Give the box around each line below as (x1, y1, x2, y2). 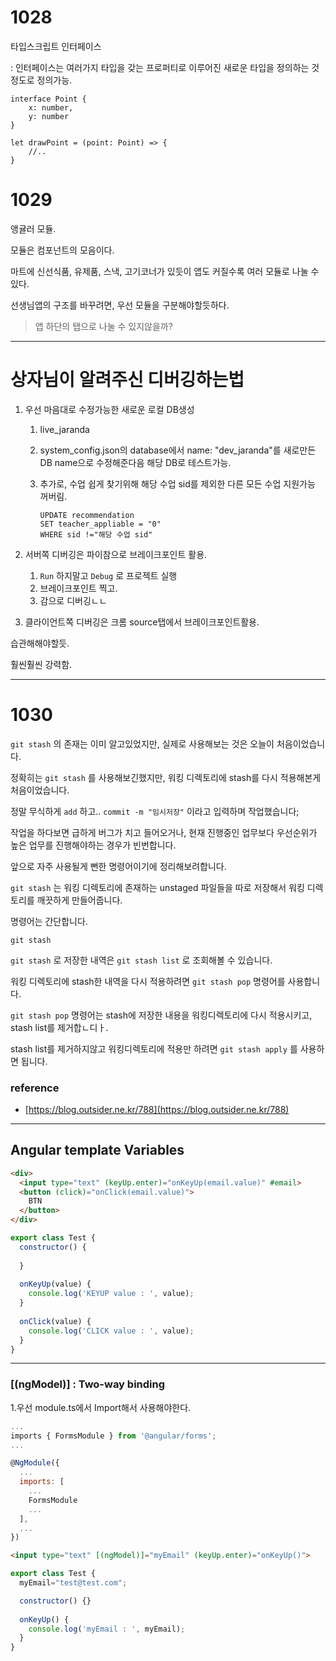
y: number (28, 111, 70, 121)
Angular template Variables (10, 1142, 185, 1159)
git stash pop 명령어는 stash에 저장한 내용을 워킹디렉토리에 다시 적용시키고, (10, 1009, 313, 1021)
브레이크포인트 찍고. (39, 582, 118, 594)
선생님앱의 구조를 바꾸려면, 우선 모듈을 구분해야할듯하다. (10, 299, 230, 311)
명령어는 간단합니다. (10, 915, 88, 927)
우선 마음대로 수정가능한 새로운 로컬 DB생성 (24, 403, 195, 415)
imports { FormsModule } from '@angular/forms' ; (10, 1431, 217, 1441)
